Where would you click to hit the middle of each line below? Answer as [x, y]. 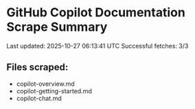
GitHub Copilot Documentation [96, 13]
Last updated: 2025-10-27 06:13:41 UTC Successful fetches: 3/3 [97, 46]
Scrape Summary [57, 27]
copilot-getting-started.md [54, 91]
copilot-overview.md [45, 84]
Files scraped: [37, 67]
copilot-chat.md [39, 98]
